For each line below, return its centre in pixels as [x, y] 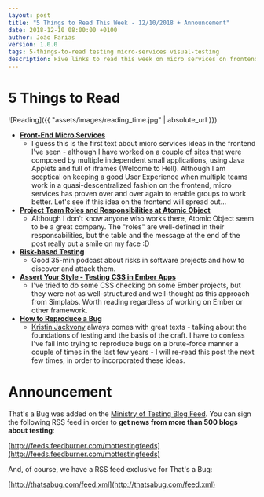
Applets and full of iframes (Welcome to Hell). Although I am [128, 168]
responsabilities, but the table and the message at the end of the [136, 235]
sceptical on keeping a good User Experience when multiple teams [139, 177]
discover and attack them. [73, 269]
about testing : [31, 430]
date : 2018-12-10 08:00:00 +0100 [63, 30]
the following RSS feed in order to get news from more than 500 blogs [123, 422]
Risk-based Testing [52, 251]
